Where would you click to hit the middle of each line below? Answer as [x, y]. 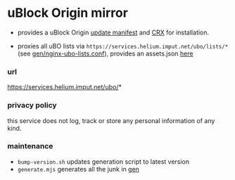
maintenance [30, 146]
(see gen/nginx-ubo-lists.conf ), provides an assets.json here [105, 53]
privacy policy [32, 105]
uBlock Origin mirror [68, 13]
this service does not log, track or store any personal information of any [111, 120]
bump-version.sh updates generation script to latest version [103, 161]
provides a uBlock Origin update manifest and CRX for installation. [113, 32]
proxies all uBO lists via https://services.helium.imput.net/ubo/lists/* [123, 46]
